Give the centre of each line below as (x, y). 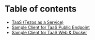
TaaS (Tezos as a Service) (38, 22)
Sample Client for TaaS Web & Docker (49, 32)
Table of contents (41, 9)
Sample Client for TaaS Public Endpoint (51, 27)
